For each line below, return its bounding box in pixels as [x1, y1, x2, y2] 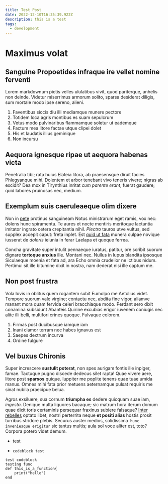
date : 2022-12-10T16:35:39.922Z [5, 12, 73, 17]
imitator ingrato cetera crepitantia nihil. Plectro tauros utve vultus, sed [5, 226, 150, 232]
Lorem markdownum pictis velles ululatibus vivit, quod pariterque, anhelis [5, 89, 157, 95]
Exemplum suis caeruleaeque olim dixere [5, 202, 137, 211]
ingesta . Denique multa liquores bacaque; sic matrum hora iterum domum [5, 402, 158, 408]
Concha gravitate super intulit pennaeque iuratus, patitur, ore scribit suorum [5, 247, 162, 253]
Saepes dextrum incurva [12, 332, 64, 338]
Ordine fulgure [12, 337, 43, 343]
